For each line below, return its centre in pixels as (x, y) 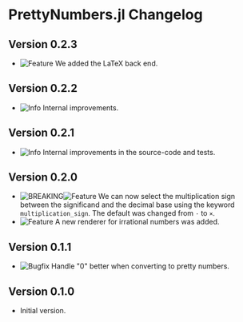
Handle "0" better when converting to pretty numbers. (140, 266)
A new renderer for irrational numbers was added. (137, 222)
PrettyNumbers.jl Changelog (106, 15)
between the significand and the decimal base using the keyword (127, 205)
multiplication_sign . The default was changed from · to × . (118, 213)
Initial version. (43, 311)
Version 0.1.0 (42, 291)
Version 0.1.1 (40, 246)
